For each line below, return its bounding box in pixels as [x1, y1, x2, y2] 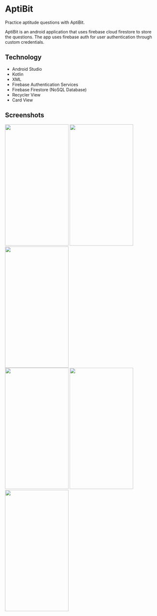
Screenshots [5, 111, 44, 119]
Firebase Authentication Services [12, 81, 78, 87]
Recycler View [12, 92, 41, 97]
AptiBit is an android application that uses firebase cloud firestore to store [5, 29, 152, 34]
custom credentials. [5, 39, 44, 45]
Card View [12, 97, 33, 103]
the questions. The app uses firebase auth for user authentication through [5, 34, 152, 40]
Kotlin [12, 71, 24, 77]
